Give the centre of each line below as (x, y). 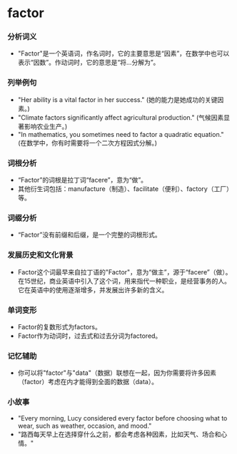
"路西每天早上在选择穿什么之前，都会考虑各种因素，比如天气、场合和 (119, 434)
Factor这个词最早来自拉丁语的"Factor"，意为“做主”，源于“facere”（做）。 (125, 272)
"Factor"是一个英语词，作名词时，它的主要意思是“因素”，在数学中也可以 (123, 53)
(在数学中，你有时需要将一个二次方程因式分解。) (87, 143)
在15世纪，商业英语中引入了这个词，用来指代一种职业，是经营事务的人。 (124, 281)
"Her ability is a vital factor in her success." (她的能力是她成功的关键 (117, 99)
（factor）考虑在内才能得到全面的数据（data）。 (88, 382)
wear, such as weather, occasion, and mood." (85, 425)
